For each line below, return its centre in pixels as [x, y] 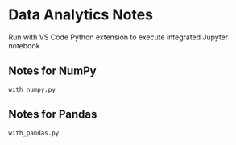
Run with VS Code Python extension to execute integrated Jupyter [118, 37]
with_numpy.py [32, 89]
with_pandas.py [34, 133]
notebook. [25, 45]
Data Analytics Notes [81, 15]
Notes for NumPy [52, 71]
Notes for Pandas [53, 114]
